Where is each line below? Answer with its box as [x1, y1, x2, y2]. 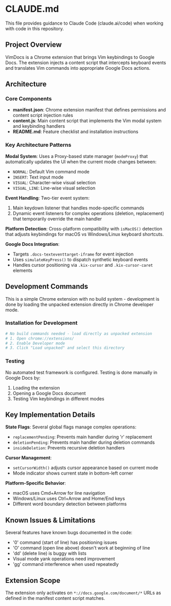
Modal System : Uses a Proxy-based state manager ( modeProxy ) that [5, 153, 148, 159]
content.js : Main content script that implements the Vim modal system [12, 118, 162, 124]
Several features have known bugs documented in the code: [5, 530, 133, 536]
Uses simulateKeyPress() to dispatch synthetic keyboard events [12, 256, 148, 262]
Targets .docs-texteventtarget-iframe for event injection [12, 251, 134, 257]
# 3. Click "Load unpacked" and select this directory [5, 345, 125, 350]
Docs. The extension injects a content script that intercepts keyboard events [5, 60, 166, 66]
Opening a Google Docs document [12, 390, 86, 396]
